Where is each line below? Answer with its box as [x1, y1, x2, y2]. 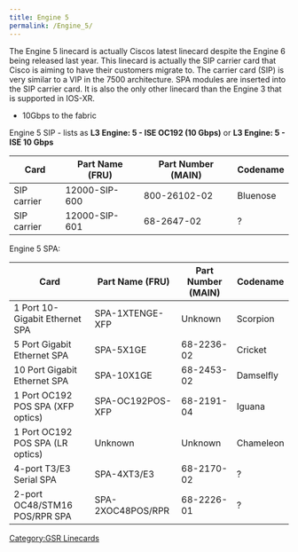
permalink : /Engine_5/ [9, 21, 93, 30]
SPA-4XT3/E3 [94, 468, 155, 480]
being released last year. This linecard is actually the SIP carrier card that [9, 55, 277, 66]
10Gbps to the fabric [21, 110, 98, 121]
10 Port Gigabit [13, 363, 78, 375]
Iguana [236, 400, 266, 413]
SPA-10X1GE [94, 369, 153, 382]
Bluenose [237, 189, 277, 201]
